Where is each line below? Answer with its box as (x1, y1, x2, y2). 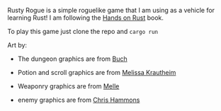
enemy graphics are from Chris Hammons (17, 95, 140, 104)
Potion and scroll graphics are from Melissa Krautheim (17, 69, 176, 76)
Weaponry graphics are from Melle (17, 82, 120, 90)
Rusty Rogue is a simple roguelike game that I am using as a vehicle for (7, 6, 215, 14)
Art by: (7, 41, 27, 49)
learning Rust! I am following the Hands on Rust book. (7, 13, 164, 22)
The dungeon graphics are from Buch (17, 54, 127, 63)
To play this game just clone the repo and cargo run (7, 28, 158, 35)
